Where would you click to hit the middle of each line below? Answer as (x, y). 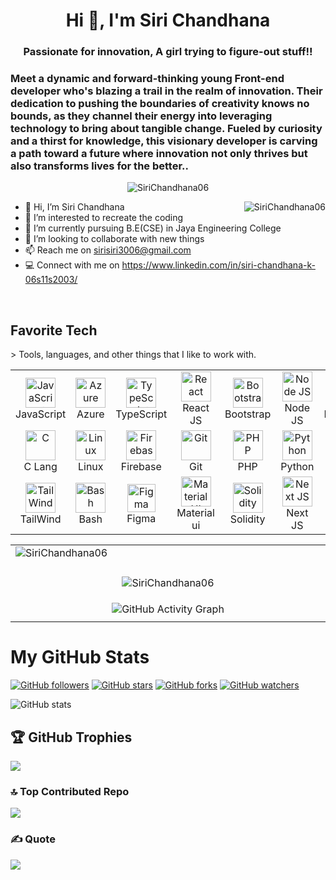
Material (195, 513)
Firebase (141, 467)
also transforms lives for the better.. (99, 166)
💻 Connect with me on (72, 265)
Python (297, 467)
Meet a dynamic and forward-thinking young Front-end (147, 79)
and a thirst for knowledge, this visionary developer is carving (164, 141)
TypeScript (141, 414)
